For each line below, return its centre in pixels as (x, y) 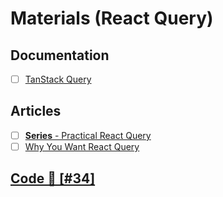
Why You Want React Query (82, 146)
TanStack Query (58, 79)
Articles (36, 111)
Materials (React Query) (112, 18)
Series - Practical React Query (88, 135)
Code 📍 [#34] (53, 178)
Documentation (60, 55)
